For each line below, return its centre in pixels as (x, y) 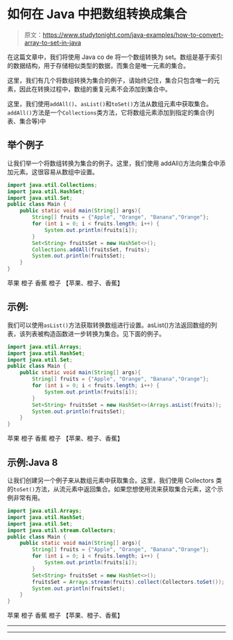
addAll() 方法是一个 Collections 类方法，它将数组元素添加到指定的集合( (108, 112)
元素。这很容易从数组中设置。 (55, 171)
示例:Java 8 (33, 462)
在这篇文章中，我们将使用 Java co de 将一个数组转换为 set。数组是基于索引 (115, 57)
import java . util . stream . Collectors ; (62, 530)
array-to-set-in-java (53, 42)
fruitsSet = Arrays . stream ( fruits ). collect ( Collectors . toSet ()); (129, 582)
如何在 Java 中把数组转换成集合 (97, 14)
